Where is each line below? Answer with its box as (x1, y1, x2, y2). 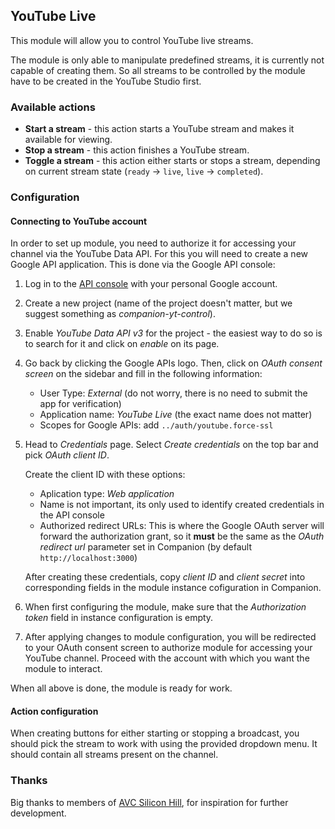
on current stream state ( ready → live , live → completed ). (24, 165, 264, 178)
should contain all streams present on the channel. (10, 749, 219, 761)
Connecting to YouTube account (10, 215, 148, 227)
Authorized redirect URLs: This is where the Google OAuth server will (39, 520, 325, 532)
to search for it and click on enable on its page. (24, 338, 220, 350)
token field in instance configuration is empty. (24, 612, 214, 624)
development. (10, 807, 67, 819)
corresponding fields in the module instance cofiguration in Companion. (24, 582, 322, 594)
